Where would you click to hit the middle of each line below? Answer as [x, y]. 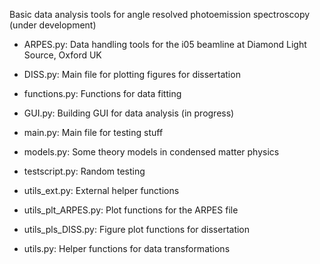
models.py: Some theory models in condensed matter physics [151, 152]
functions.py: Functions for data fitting [102, 93]
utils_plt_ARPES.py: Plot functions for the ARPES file [131, 210]
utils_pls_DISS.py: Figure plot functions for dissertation [137, 229]
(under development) [53, 25]
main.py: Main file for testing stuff [93, 132]
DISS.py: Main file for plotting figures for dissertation [132, 74]
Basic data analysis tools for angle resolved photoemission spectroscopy [160, 14]
